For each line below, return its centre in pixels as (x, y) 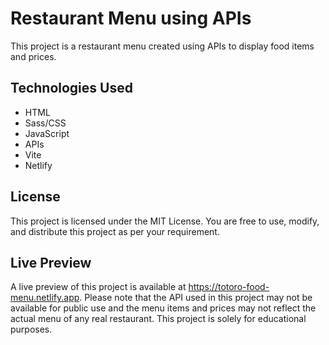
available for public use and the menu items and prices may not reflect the (163, 308)
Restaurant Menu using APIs (131, 18)
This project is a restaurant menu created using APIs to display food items (162, 46)
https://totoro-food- (229, 287)
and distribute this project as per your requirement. (115, 231)
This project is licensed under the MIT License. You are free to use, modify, (165, 221)
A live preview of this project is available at (98, 287)
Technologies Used (71, 88)
